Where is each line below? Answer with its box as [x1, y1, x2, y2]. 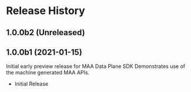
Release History [6, 4, 85, 18]
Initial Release [14, 80, 49, 87]
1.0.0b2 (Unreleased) [6, 28, 85, 38]
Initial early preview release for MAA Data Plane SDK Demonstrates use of [6, 63, 186, 70]
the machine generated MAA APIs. [6, 69, 90, 76]
